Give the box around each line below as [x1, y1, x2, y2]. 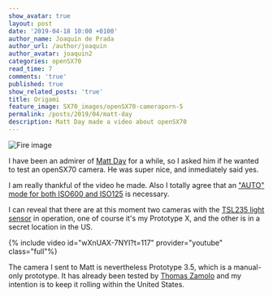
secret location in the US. [8, 221, 93, 232]
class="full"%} [8, 246, 58, 256]
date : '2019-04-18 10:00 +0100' [8, 27, 118, 35]
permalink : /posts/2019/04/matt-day [8, 111, 132, 119]
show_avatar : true [8, 11, 71, 20]
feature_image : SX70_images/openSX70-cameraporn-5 [8, 103, 184, 111]
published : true [8, 80, 63, 88]
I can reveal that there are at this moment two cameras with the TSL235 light [8, 204, 265, 214]
